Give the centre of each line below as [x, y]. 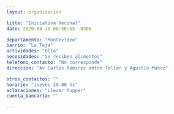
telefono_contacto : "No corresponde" [55, 62]
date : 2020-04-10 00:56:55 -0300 [49, 29]
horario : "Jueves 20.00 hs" [42, 85]
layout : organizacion [34, 12]
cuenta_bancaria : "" [33, 96]
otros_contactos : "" [33, 79]
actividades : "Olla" [33, 51]
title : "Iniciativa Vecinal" [43, 23]
